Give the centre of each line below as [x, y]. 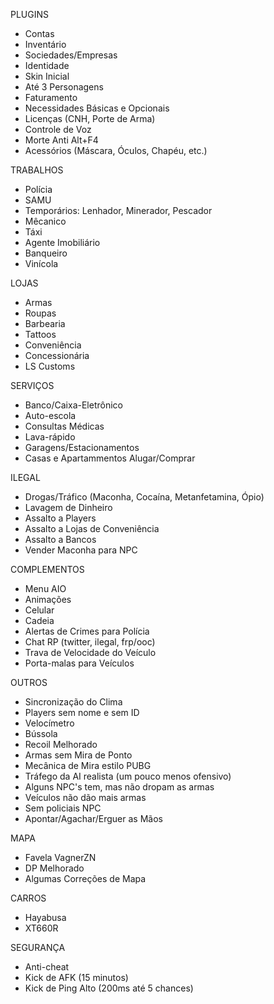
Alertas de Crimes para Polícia [87, 631]
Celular [39, 610]
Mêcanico [45, 221]
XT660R [41, 928]
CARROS [28, 898]
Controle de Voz [58, 129]
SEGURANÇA [38, 947]
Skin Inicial [47, 76]
